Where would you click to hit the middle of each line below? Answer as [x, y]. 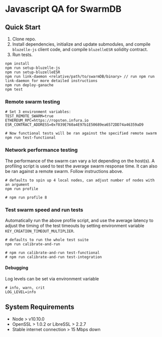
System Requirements [40, 307]
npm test [14, 89]
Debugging [17, 268]
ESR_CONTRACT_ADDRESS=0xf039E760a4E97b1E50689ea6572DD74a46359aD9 [74, 125]
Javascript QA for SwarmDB [63, 9]
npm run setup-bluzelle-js [33, 68]
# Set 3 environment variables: [38, 112]
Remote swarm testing [33, 102]
